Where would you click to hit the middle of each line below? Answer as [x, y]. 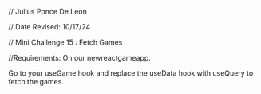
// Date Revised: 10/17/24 [49, 27]
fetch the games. [36, 82]
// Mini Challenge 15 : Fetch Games [65, 42]
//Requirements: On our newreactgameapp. [80, 58]
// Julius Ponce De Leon [48, 12]
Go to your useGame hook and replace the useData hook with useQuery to [131, 73]
